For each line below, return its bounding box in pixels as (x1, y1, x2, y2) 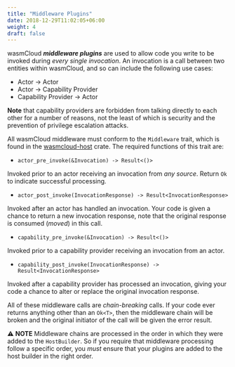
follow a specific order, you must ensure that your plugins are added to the (7, 345, 223, 353)
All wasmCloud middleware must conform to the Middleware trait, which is (7, 135, 220, 143)
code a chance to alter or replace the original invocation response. (7, 288, 200, 296)
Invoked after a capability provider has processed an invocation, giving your (7, 280, 227, 288)
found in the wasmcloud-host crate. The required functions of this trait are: (7, 142, 224, 151)
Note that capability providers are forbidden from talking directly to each (7, 106, 217, 115)
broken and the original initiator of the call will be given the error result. (7, 316, 213, 324)
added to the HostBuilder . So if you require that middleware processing (7, 337, 214, 345)
